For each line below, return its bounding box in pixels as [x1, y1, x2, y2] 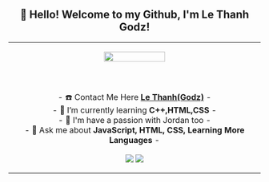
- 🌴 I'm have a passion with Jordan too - [58, 114, 211, 125]
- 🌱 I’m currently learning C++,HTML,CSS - [51, 105, 218, 116]
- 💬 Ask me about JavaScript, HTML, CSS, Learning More [24, 125, 245, 136]
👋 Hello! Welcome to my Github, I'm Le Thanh [19, 8, 250, 22]
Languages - [109, 134, 160, 145]
